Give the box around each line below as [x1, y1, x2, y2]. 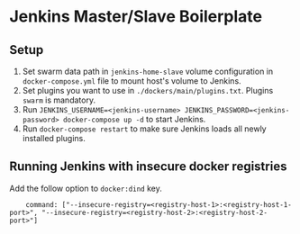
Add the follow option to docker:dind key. [9, 183, 162, 193]
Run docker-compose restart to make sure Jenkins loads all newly [22, 123, 268, 134]
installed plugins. [22, 133, 86, 143]
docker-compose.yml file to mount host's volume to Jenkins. [22, 76, 241, 86]
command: [25, 200, 59, 209]
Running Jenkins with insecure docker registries [9, 159, 287, 175]
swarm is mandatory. [22, 94, 96, 105]
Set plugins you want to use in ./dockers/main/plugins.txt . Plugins [22, 85, 274, 95]
